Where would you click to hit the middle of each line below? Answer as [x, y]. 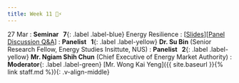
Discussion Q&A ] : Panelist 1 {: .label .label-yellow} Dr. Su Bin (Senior [110, 41]
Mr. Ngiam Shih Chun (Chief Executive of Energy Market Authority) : [131, 57]
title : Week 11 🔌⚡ [35, 14]
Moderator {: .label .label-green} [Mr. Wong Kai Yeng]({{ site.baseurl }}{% [115, 64]
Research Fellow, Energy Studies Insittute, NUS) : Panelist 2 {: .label [108, 49]
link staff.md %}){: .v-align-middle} [59, 72]
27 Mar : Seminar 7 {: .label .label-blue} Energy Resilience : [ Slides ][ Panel [116, 34]
